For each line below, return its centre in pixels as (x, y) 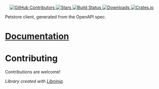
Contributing (31, 59)
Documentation (37, 37)
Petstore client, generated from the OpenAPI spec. (55, 17)
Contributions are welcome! (33, 72)
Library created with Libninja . (35, 81)
